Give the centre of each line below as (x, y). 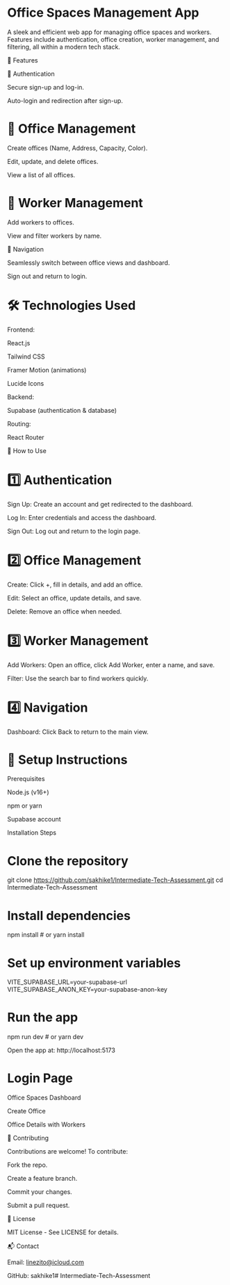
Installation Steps (32, 833)
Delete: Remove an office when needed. (65, 611)
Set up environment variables (94, 963)
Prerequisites (26, 779)
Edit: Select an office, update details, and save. (74, 598)
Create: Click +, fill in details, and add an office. (75, 584)
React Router (26, 437)
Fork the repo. (27, 1165)
